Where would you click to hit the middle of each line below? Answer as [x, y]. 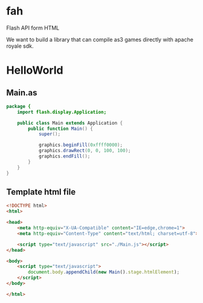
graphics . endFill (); [64, 156]
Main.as [22, 93]
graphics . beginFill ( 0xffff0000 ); [80, 145]
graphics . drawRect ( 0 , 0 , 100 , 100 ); [85, 151]
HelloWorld [35, 70]
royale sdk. [20, 46]
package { [19, 106]
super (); [50, 134]
